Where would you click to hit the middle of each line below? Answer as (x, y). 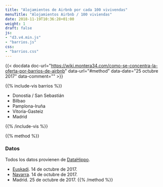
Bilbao (19, 100)
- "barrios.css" (22, 51)
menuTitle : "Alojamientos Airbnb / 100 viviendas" (59, 14)
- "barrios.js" (21, 42)
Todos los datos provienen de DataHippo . (48, 159)
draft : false (19, 28)
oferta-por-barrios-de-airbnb (35, 71)
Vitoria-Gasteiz (28, 111)
